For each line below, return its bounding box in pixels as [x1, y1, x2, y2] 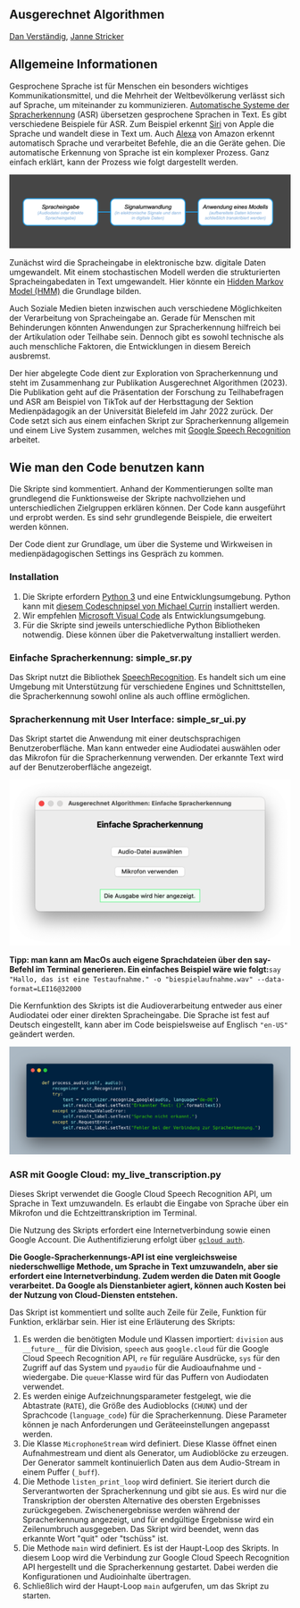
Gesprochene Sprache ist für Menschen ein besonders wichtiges [9, 80, 249, 91]
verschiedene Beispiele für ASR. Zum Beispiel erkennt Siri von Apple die [9, 118, 275, 129]
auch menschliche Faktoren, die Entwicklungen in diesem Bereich [9, 341, 252, 351]
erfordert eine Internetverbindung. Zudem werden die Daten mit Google [9, 1271, 281, 1282]
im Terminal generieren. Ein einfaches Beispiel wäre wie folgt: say [35, 964, 281, 974]
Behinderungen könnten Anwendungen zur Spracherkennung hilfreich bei [9, 322, 281, 333]
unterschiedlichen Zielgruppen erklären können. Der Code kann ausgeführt [9, 502, 286, 513]
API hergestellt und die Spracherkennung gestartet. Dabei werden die [21, 1562, 279, 1572]
